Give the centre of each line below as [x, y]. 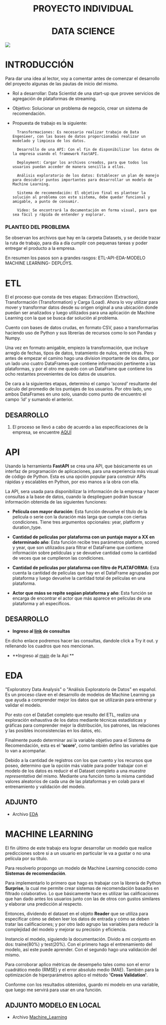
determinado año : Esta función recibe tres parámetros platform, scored [85, 542]
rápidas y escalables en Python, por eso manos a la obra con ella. [72, 482]
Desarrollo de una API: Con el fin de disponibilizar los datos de [88, 150]
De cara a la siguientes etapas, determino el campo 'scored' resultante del [81, 384]
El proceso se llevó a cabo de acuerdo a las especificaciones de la [80, 427]
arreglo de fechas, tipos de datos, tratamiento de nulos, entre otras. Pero [80, 353]
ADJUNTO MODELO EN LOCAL [53, 1005]
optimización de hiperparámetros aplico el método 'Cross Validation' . [77, 975]
